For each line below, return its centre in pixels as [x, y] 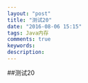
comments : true [29, 39]
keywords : [21, 46]
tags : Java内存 [28, 33]
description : [26, 53]
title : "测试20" [29, 20]
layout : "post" [29, 13]
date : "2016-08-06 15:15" [44, 26]
